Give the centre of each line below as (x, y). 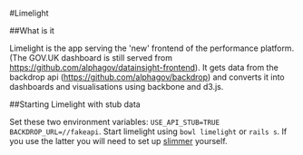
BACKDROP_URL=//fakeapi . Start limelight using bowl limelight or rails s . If (148, 131)
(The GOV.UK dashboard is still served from (91, 58)
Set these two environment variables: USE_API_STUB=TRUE (115, 122)
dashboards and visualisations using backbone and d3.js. (117, 87)
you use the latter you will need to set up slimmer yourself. (119, 141)
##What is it (32, 30)
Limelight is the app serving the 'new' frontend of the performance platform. (152, 48)
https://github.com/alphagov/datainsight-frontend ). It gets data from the (144, 68)
